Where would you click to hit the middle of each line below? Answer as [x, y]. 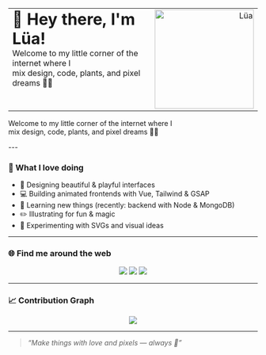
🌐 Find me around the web [60, 254]
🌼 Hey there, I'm [74, 19]
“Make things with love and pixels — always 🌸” [104, 342]
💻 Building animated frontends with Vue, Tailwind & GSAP [114, 194]
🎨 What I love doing [46, 167]
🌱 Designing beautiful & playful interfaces [87, 185]
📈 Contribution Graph [51, 300]
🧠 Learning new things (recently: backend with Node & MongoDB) [127, 205]
